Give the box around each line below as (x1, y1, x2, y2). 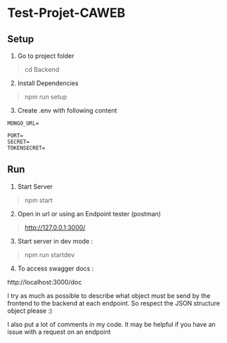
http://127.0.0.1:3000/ (24, 223, 86, 232)
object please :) (7, 306, 53, 315)
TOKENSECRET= (7, 144, 46, 151)
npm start (24, 196, 53, 204)
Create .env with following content (17, 106, 117, 114)
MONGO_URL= (7, 120, 39, 127)
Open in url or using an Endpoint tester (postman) (17, 209, 162, 218)
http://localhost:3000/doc (7, 277, 82, 286)
